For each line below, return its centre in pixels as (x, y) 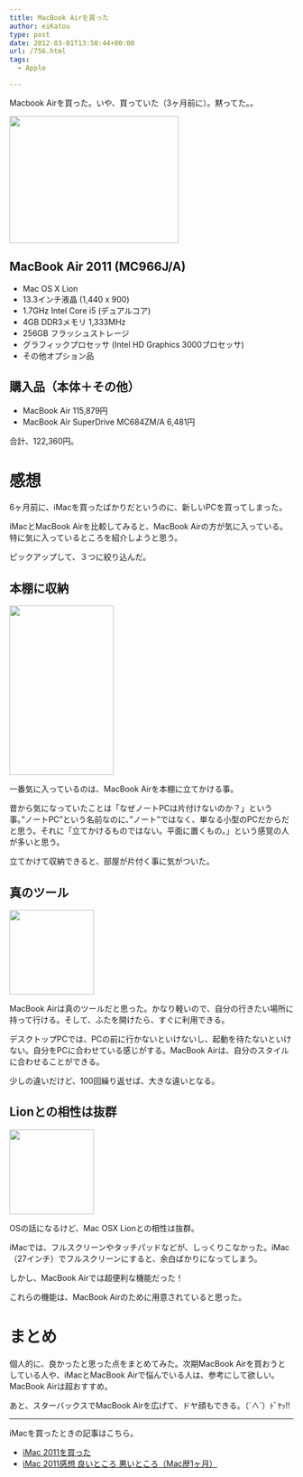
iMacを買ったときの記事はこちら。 (73, 1433)
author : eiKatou (40, 26)
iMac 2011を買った (57, 1452)
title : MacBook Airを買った (60, 18)
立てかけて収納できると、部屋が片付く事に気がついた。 (112, 861)
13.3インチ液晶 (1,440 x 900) (76, 299)
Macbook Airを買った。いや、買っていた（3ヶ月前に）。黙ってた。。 (134, 103)
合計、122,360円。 (44, 441)
